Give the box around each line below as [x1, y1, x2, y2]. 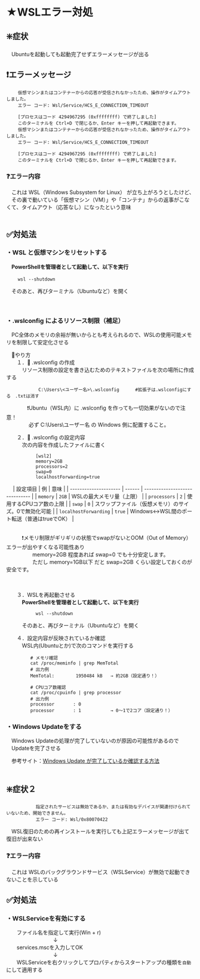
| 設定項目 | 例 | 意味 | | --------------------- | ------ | [13, 485, 143, 492]
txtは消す [17, 393, 40, 399]
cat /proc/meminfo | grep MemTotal [30, 660, 119, 666]
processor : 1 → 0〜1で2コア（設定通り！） [30, 708, 173, 714]
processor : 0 [30, 701, 82, 707]
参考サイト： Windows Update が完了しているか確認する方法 [11, 758, 160, 765]
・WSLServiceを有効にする [6, 914, 86, 922]
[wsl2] [35, 453, 52, 460]
